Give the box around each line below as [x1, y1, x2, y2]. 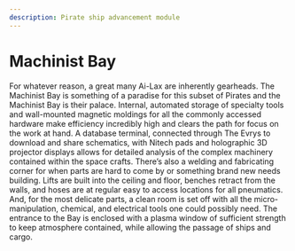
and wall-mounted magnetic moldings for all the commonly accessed [9, 108, 262, 120]
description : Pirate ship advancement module [9, 12, 180, 22]
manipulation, [9, 203, 59, 214]
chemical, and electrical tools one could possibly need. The [60, 203, 277, 214]
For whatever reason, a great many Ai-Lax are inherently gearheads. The [9, 81, 275, 91]
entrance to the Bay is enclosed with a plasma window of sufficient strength [9, 212, 286, 223]
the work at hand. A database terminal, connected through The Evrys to [9, 128, 271, 138]
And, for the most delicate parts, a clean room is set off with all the [9, 193, 252, 204]
